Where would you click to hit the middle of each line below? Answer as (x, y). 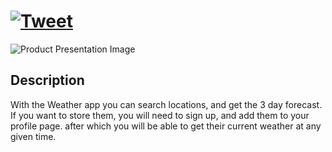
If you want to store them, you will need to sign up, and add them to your (160, 115)
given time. (33, 136)
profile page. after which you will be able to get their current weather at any (166, 126)
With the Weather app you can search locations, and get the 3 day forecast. (166, 104)
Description (47, 80)
